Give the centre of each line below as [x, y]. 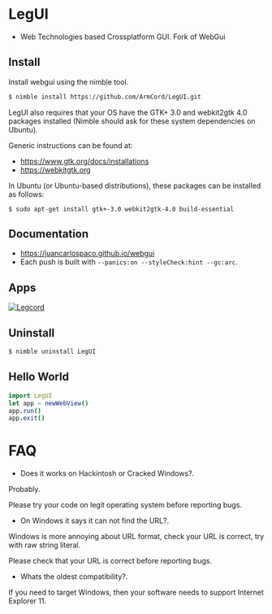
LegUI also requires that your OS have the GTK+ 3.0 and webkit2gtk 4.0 [128, 112]
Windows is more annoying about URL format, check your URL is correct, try [136, 537]
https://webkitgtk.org [55, 170]
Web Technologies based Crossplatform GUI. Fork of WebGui [123, 37]
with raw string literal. [45, 545]
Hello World [39, 377]
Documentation [49, 234]
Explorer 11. [28, 601]
